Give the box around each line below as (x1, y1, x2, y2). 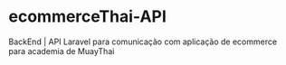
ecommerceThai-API (8, 6, 167, 27)
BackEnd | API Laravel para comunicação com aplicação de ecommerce (8, 36, 278, 47)
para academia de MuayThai (8, 45, 115, 56)
